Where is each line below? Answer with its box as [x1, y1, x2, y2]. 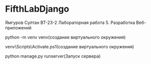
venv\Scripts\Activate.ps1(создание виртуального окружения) [5, 43, 134, 49]
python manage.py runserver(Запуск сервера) [5, 53, 101, 59]
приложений [5, 24, 32, 30]
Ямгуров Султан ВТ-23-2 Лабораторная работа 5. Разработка [5, 20, 135, 25]
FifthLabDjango [5, 3, 69, 15]
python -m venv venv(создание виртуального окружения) [5, 34, 126, 40]
